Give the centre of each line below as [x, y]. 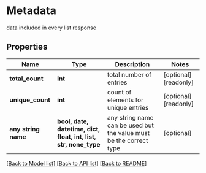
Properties [27, 47]
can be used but [131, 125]
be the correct [128, 140]
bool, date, [73, 121]
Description [132, 64]
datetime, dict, [78, 129]
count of [119, 92]
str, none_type [79, 144]
